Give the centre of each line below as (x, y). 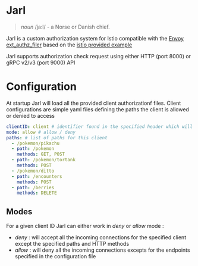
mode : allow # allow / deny (41, 132)
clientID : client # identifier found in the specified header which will (100, 126)
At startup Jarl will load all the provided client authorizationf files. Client (94, 103)
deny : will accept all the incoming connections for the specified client (100, 237)
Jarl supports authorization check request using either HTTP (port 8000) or (99, 56)
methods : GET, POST (41, 154)
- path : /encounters (37, 176)
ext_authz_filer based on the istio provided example (69, 45)
